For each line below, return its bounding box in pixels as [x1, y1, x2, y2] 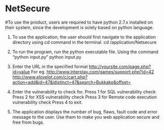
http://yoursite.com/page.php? [88, 64, 151, 69]
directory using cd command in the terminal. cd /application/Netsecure [12, 39, 157, 45]
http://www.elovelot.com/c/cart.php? [12, 74, 88, 80]
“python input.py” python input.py [12, 54, 82, 60]
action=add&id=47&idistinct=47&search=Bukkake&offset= [12, 79, 131, 85]
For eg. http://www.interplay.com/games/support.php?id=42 [31, 68, 154, 74]
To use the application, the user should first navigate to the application [12, 34, 156, 40]
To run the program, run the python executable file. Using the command [12, 49, 159, 55]
